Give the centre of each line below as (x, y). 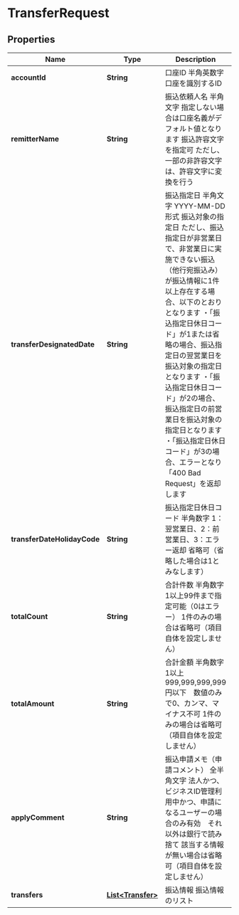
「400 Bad (183, 473)
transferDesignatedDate (53, 344)
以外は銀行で (186, 834)
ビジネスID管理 (190, 791)
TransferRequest (58, 13)
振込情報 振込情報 (194, 890)
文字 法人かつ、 (198, 781)
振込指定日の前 (190, 409)
